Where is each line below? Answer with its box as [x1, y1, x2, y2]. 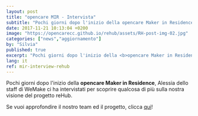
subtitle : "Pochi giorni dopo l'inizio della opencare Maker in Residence [6, 19, 194, 25]
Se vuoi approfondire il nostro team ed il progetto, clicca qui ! [6, 104, 153, 111]
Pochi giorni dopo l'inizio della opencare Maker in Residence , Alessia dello [6, 79, 189, 87]
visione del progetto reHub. [6, 92, 72, 99]
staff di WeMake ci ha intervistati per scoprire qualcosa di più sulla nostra [6, 86, 184, 93]
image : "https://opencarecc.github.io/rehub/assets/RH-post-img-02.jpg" [6, 31, 189, 37]
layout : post [6, 8, 38, 15]
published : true [6, 47, 46, 53]
